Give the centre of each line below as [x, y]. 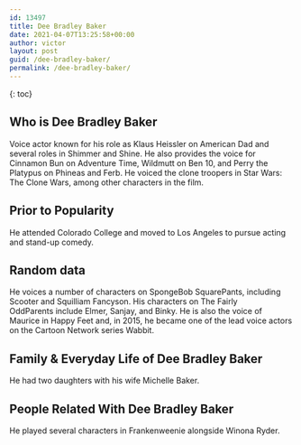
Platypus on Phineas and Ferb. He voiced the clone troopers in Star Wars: [146, 172]
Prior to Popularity [62, 211]
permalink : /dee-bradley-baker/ [70, 69]
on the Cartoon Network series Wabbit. [82, 330]
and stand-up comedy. [52, 242]
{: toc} [21, 93]
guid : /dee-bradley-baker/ [60, 60]
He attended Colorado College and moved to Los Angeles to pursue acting [148, 232]
